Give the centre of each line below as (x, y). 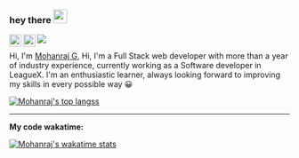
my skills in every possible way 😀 (71, 84)
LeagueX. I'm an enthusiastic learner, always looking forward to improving (145, 75)
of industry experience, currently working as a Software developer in (135, 66)
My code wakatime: (47, 127)
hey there (30, 20)
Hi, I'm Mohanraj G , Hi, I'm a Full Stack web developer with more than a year (149, 56)
